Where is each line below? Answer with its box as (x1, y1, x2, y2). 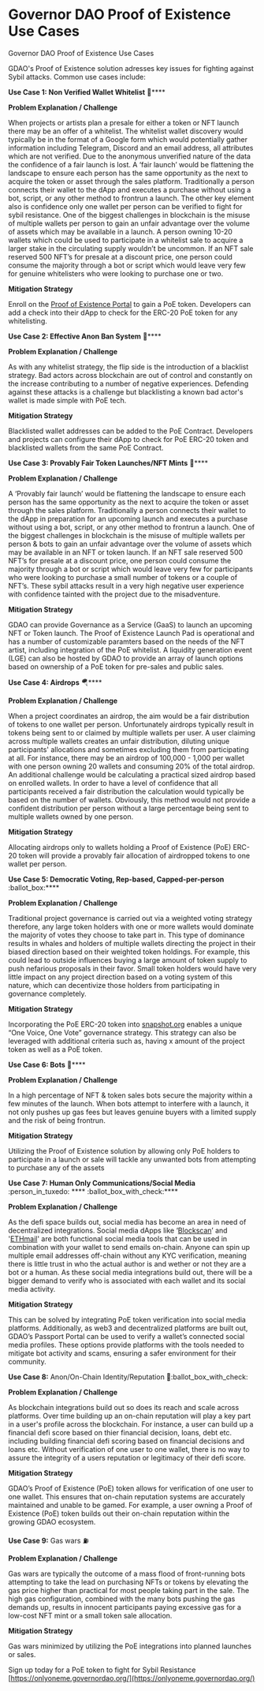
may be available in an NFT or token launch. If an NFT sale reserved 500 (8, 547, 244, 557)
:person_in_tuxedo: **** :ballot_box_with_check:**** (8, 1186, 179, 1196)
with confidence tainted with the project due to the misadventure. (8, 589, 221, 599)
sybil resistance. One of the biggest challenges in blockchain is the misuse (8, 210, 251, 219)
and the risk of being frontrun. (8, 1115, 106, 1125)
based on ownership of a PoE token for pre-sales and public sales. (8, 661, 225, 672)
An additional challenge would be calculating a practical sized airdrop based (8, 769, 256, 779)
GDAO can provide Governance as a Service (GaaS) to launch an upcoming (8, 619, 252, 629)
